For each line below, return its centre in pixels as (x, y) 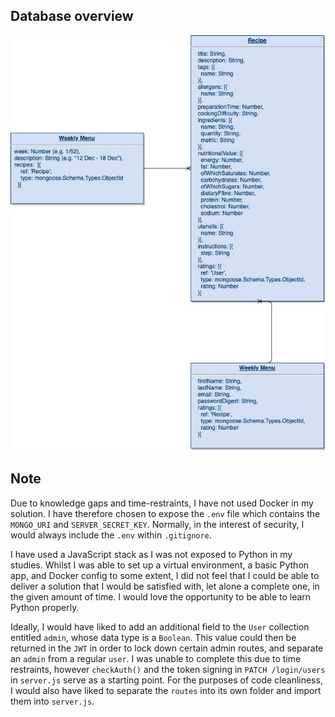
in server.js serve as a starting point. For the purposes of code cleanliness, (166, 680)
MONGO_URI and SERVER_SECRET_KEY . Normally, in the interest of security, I (157, 524)
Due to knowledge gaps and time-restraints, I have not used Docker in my (162, 503)
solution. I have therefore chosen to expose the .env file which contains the (165, 513)
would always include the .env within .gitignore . (111, 535)
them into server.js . (52, 701)
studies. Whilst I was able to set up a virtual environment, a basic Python (160, 565)
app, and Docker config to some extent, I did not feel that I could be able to (165, 575)
